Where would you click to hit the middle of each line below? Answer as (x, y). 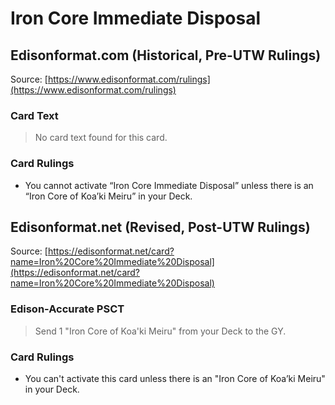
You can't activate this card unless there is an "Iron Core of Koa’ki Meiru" (175, 378)
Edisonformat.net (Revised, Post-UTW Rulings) (160, 227)
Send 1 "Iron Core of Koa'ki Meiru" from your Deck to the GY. (160, 331)
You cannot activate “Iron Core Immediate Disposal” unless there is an (169, 185)
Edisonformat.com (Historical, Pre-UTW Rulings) (166, 55)
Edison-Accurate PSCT (67, 309)
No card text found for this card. (101, 138)
